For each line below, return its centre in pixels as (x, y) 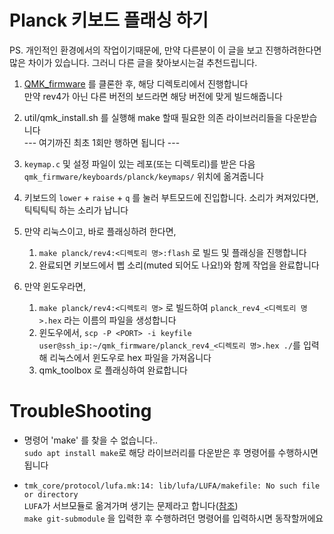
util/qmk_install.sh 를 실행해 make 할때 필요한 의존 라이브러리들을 (153, 117)
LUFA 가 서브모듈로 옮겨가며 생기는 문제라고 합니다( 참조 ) (131, 505)
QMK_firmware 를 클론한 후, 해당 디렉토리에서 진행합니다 (136, 83)
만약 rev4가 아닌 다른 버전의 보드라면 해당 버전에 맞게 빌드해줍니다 (153, 96)
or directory (51, 494)
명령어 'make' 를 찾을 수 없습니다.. (91, 440)
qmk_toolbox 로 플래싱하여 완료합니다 (113, 370)
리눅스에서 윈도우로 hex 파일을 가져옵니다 (130, 357)
